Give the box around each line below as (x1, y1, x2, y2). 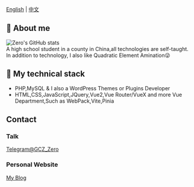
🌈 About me (6, 23, 50, 33)
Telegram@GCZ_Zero (6, 145, 59, 153)
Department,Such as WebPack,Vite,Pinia (14, 97, 115, 104)
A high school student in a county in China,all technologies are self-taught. (6, 45, 189, 52)
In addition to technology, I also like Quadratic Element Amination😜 (6, 52, 171, 59)
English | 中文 (6, 6, 40, 12)
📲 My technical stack (6, 69, 85, 79)
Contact (6, 115, 37, 125)
